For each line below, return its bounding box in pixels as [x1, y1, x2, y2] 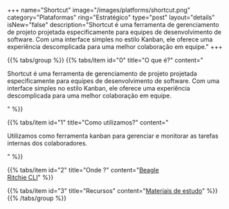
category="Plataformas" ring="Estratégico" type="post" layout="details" [7, 13, 215, 21]
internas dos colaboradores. [7, 139, 88, 147]
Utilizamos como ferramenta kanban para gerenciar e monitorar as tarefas [7, 131, 219, 140]
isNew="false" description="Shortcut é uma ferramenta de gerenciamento [7, 21, 219, 28]
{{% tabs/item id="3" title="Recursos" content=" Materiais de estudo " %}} [7, 187, 218, 194]
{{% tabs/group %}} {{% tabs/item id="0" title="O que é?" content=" [7, 56, 204, 64]
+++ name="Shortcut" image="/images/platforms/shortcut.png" [7, 6, 191, 14]
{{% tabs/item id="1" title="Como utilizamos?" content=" [7, 118, 169, 127]
